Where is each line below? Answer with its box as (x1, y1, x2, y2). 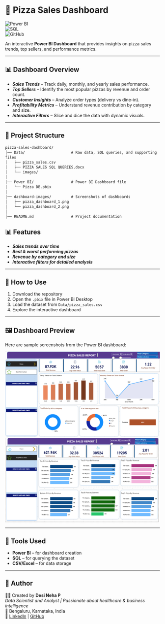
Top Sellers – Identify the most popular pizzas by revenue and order (12, 86, 151, 92)
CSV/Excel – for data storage (12, 560, 72, 566)
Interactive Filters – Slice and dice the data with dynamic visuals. (12, 112, 145, 118)
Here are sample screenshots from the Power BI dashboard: (5, 342, 127, 348)
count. (12, 91, 26, 98)
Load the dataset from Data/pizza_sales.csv (12, 301, 103, 307)
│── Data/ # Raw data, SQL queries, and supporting (5, 150, 157, 155)
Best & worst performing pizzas (12, 249, 79, 255)
